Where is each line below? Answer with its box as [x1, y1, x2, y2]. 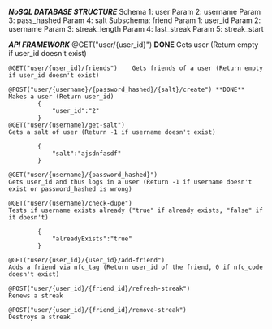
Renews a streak [8, 292, 63, 300]
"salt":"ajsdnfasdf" [51, 149, 122, 158]
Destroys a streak [8, 313, 71, 321]
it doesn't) [8, 214, 49, 222]
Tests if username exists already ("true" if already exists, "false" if [8, 206, 264, 214]
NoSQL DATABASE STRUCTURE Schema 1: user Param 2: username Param [8, 7, 261, 16]
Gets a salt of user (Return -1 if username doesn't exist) [8, 128, 217, 136]
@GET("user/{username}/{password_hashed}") [8, 171, 158, 179]
